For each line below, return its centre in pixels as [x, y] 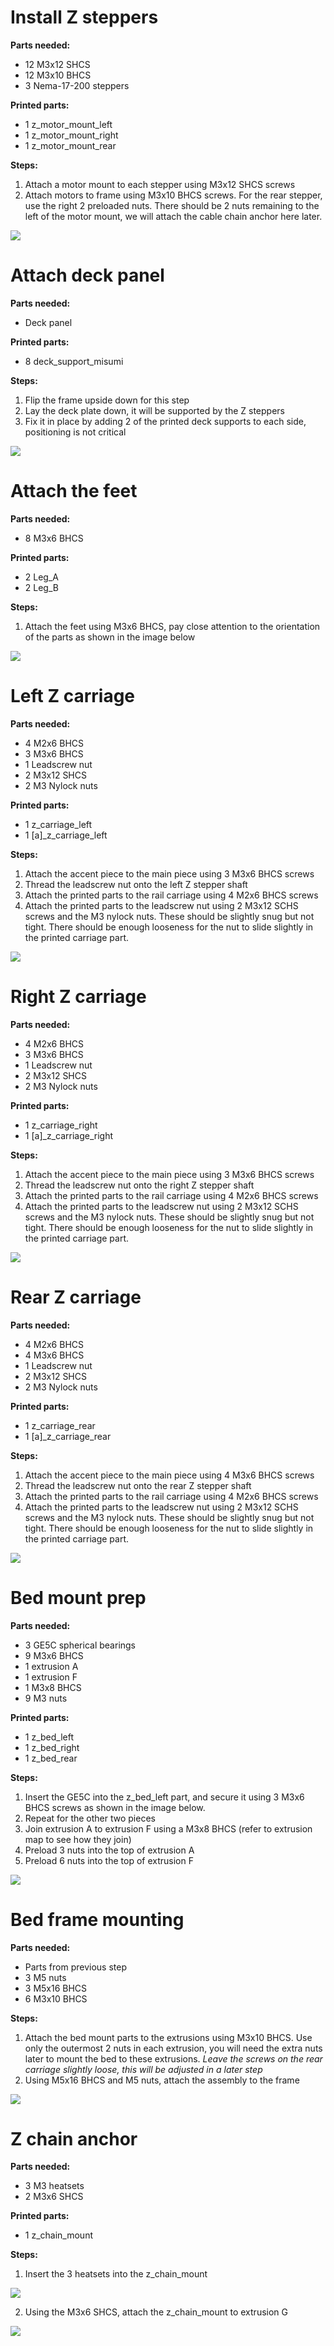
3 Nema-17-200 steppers [77, 85]
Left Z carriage [73, 696]
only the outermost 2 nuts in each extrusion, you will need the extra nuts [173, 2048]
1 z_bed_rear [51, 1758]
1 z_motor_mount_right [71, 135]
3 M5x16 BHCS [56, 1988]
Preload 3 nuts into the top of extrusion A [109, 1850]
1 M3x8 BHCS [53, 1687]
